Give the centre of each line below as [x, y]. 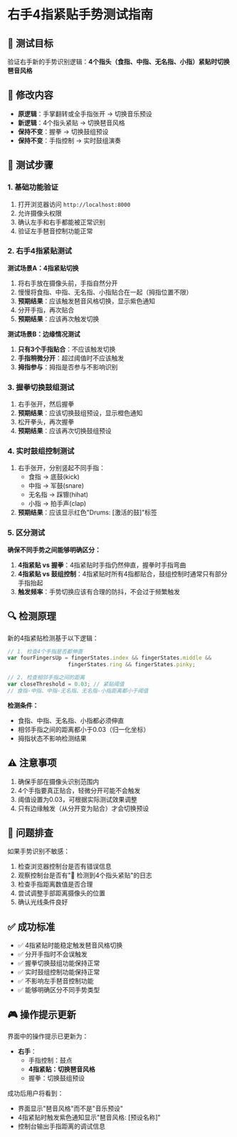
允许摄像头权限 [39, 213]
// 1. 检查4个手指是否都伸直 [45, 651]
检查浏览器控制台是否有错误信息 [64, 867]
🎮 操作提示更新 [42, 1015]
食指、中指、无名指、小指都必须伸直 [71, 720]
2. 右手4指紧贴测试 [40, 251]
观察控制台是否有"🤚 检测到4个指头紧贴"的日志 [85, 875]
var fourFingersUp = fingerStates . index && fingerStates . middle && [110, 658]
